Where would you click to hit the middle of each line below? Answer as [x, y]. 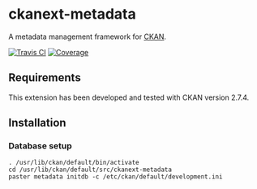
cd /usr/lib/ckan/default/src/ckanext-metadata [90, 170]
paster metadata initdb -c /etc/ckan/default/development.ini [116, 177]
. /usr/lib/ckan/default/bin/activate [74, 163]
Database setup [41, 146]
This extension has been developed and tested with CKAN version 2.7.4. [129, 97]
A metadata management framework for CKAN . [88, 37]
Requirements [45, 78]
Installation [37, 123]
